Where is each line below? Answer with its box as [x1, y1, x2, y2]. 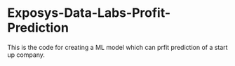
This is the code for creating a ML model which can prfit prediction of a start [7, 43, 228, 51]
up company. [7, 51, 46, 59]
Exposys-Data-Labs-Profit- [7, 5, 171, 21]
